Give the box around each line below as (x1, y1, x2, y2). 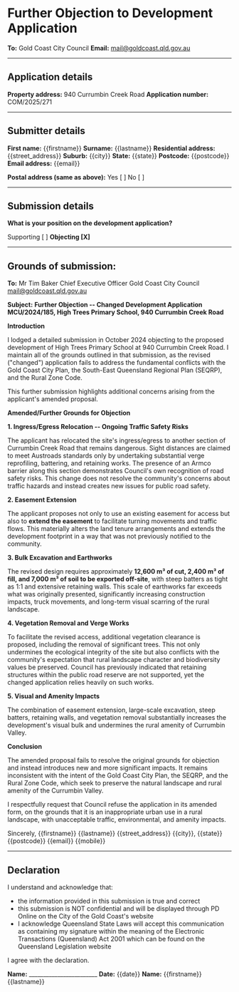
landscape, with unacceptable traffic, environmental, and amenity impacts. (7, 815, 226, 824)
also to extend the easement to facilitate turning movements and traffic (7, 517, 218, 525)
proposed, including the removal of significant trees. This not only (7, 640, 201, 649)
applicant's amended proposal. (7, 395, 98, 403)
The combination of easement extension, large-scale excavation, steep (7, 706, 216, 714)
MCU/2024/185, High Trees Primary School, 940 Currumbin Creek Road (7, 308, 224, 316)
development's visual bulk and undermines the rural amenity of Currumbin (7, 721, 225, 730)
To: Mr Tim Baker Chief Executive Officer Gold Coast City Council (7, 279, 200, 288)
